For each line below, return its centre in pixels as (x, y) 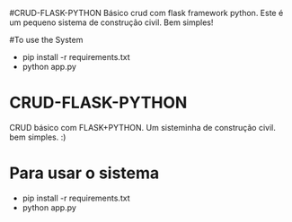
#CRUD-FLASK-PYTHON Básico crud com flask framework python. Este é (146, 13)
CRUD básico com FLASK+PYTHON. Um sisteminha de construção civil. (142, 127)
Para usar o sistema (84, 173)
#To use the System (46, 40)
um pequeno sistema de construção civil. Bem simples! (111, 22)
